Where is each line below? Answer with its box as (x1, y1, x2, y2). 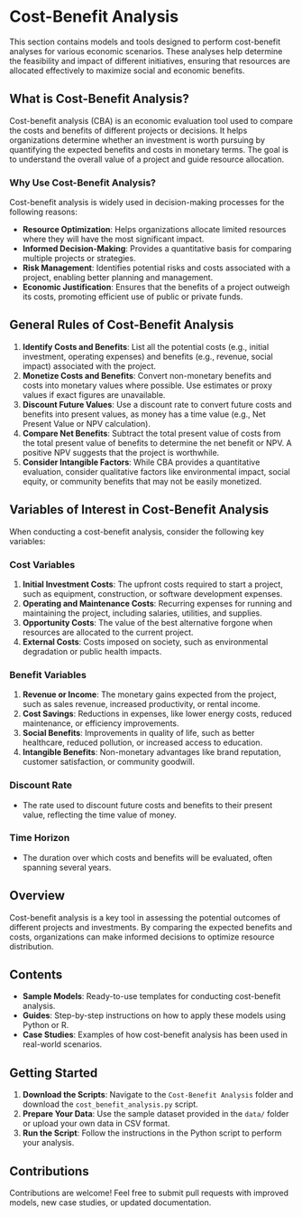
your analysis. (22, 1137, 75, 1148)
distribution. (9, 940, 54, 951)
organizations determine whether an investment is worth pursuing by (9, 134, 266, 146)
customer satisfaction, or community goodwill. (22, 757, 196, 768)
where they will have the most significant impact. (22, 233, 205, 245)
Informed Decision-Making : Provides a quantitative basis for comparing (22, 243, 292, 254)
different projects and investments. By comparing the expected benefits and (9, 921, 293, 932)
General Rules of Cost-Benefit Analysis (9, 317, 234, 333)
